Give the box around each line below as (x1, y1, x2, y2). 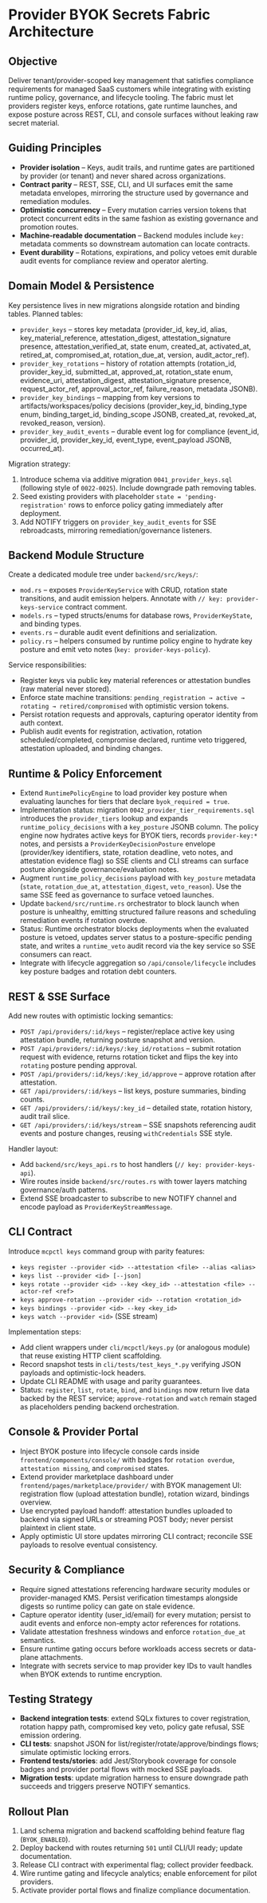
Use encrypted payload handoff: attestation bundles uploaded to (19, 1505, 233, 1515)
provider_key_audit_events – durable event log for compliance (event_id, (19, 426, 260, 436)
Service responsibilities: (8, 660, 87, 670)
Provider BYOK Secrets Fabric (8, 6, 211, 24)
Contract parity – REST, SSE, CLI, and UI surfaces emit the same (19, 179, 234, 189)
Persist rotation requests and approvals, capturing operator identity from (19, 710, 259, 719)
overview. (19, 1497, 52, 1507)
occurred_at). (19, 443, 65, 453)
